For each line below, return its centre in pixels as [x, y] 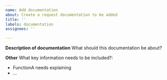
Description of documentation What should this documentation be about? [84, 48]
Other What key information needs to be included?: [59, 58]
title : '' [16, 19]
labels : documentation [29, 24]
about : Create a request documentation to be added [61, 15]
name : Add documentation [32, 10]
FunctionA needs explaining [42, 68]
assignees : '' [20, 29]
